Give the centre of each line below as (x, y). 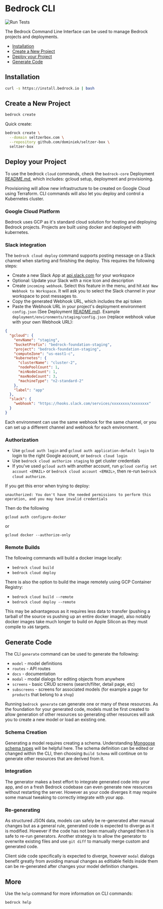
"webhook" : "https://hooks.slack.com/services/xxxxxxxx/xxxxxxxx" (82, 404)
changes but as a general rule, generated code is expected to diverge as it (80, 826)
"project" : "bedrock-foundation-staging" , (57, 349)
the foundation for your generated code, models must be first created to (77, 709)
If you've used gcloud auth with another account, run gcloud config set (84, 466)
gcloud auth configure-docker (36, 517)
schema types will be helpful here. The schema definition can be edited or (80, 748)
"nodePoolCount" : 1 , (39, 367)
